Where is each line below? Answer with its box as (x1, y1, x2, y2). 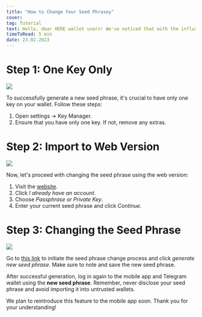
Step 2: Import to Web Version (6, 140, 160, 154)
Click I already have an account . (14, 189, 96, 196)
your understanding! (6, 303, 57, 311)
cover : (6, 14, 23, 21)
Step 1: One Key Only (6, 63, 113, 77)
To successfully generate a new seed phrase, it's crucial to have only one (6, 94, 188, 101)
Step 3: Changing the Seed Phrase (6, 223, 182, 237)
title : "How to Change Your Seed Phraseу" (6, 8, 114, 15)
